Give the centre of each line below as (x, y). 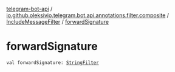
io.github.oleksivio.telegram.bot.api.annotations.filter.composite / (87, 15)
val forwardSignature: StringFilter (53, 63)
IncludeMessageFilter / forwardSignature (58, 22)
